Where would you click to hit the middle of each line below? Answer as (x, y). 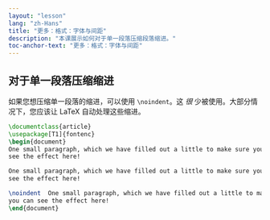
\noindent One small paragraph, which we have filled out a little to (131, 193)
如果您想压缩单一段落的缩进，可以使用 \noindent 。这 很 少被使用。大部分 (130, 101)
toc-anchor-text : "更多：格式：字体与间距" (76, 46)
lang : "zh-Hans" (35, 23)
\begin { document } (37, 142)
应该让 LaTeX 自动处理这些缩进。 (90, 111)
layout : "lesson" (37, 16)
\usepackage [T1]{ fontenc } (51, 134)
